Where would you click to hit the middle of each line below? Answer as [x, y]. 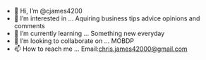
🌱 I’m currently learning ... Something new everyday [89, 33]
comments [29, 26]
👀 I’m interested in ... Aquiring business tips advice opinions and [107, 18]
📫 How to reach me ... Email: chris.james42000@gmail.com [101, 49]
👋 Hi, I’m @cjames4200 [48, 11]
